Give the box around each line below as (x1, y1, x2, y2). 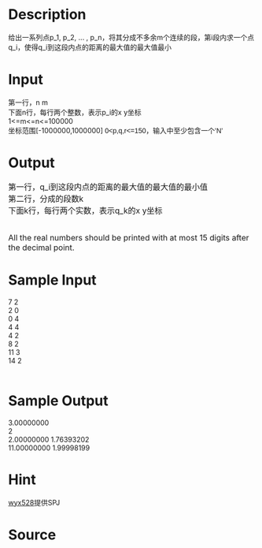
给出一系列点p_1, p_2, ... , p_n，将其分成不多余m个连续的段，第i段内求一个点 (8, 32, 254, 42)
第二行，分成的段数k (8, 193, 84, 204)
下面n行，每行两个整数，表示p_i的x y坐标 (8, 107, 142, 117)
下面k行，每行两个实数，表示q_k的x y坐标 (8, 205, 163, 216)
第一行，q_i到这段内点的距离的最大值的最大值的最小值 (8, 181, 208, 192)
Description (8, 6, 87, 24)
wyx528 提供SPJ (8, 498, 61, 507)
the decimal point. (8, 242, 75, 253)
